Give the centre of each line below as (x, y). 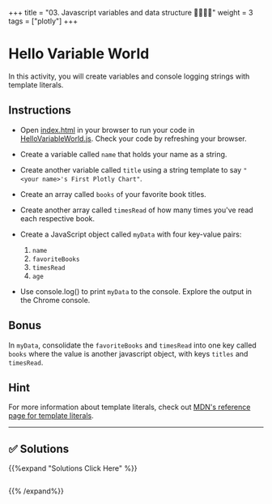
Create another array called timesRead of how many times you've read (136, 210)
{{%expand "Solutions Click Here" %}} (73, 468)
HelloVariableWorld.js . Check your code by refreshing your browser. (133, 139)
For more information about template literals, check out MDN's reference (130, 407)
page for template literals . (51, 416)
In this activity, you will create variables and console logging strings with (129, 76)
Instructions (40, 111)
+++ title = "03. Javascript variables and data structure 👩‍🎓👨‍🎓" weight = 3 (131, 13)
